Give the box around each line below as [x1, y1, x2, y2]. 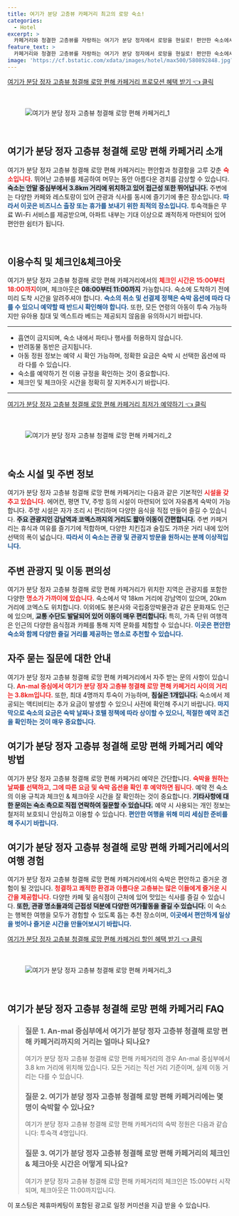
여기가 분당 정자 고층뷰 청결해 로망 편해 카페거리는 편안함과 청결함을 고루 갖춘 [7, 166, 222, 174]
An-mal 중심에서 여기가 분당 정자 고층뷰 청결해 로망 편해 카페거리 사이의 [16, 682, 215, 690]
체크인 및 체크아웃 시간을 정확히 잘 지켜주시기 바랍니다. [17, 378, 170, 387]
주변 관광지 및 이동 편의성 [7, 564, 112, 577]
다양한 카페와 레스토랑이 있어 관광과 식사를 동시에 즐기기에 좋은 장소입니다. [14, 192, 222, 201]
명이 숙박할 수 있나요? [24, 1103, 95, 1113]
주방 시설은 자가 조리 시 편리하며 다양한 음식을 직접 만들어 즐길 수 [28, 506, 208, 515]
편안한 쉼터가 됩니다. [7, 219, 65, 228]
